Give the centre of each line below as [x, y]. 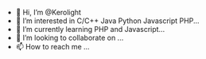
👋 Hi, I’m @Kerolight [49, 12]
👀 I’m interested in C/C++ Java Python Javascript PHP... [107, 21]
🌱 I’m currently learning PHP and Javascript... [90, 29]
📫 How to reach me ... [52, 47]
